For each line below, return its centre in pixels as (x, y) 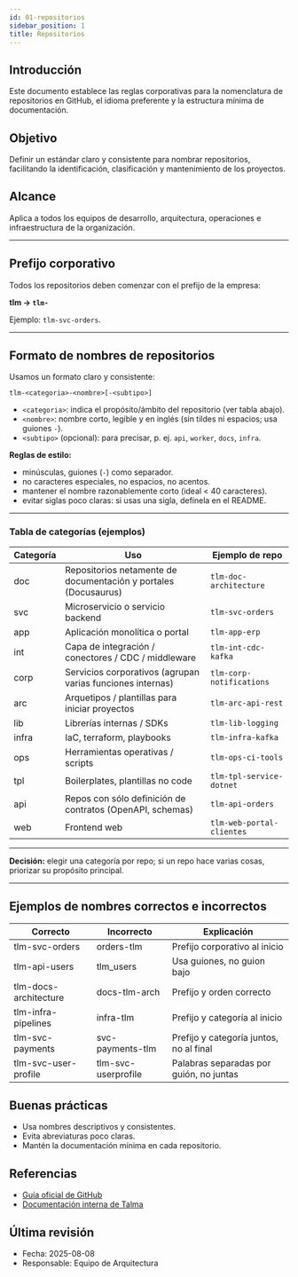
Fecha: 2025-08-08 (58, 1253)
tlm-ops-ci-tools (247, 757)
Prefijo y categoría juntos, (225, 1037)
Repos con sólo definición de (125, 798)
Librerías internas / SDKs (117, 722)
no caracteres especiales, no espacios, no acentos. (116, 482)
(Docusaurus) (94, 592)
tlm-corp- (231, 673)
